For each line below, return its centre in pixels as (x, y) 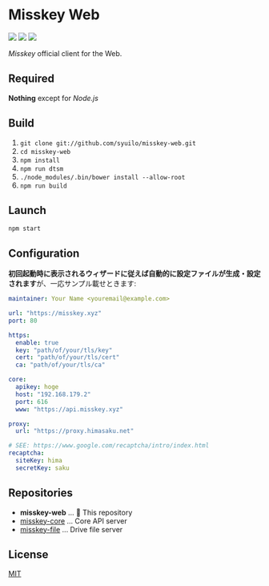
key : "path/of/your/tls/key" (64, 350)
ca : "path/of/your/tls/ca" (60, 365)
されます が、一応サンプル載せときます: (72, 284)
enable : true (37, 342)
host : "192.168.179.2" (53, 394)
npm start (25, 229)
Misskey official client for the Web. (65, 53)
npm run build (43, 186)
